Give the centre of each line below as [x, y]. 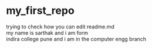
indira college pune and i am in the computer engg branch [76, 39]
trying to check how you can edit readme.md [60, 27]
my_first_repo [40, 11]
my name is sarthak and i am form [47, 32]
